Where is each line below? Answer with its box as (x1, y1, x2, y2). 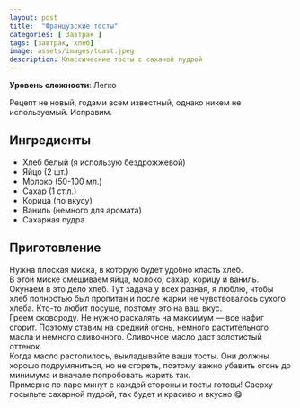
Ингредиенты (9, 132, 92, 149)
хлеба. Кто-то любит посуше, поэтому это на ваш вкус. (9, 303, 223, 313)
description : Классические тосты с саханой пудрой (9, 55, 203, 64)
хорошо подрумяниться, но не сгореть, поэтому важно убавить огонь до (9, 359, 292, 370)
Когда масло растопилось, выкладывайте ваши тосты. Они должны (9, 350, 269, 361)
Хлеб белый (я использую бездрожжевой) (22, 157, 186, 168)
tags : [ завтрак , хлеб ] (9, 38, 94, 48)
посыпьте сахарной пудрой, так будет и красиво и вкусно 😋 (9, 388, 243, 399)
